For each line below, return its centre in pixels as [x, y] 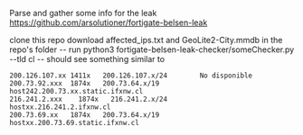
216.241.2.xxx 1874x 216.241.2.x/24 [89, 99]
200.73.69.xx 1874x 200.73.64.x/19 [85, 115]
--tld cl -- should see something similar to [87, 59]
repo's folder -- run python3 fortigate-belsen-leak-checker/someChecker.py [152, 49]
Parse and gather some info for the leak [83, 13]
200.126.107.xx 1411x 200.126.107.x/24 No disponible [131, 76]
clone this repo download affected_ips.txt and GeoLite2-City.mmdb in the [146, 40]
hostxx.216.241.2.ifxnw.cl [60, 107]
